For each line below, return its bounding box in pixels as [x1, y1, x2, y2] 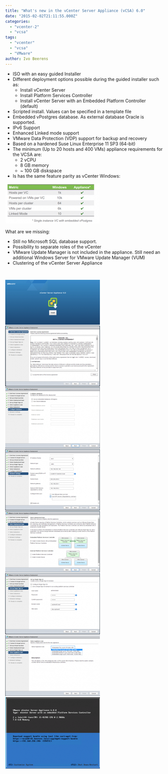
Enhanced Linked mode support [12, 130, 79, 136]
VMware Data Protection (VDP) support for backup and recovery [12, 135, 147, 141]
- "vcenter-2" [10, 24, 39, 29]
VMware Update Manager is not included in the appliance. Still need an [12, 249, 160, 255]
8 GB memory [20, 162, 49, 168]
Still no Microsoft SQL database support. [12, 238, 97, 244]
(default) [20, 103, 38, 109]
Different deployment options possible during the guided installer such [12, 76, 159, 82]
